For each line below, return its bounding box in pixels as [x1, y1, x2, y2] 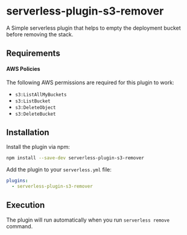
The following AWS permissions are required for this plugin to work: [6, 79, 174, 86]
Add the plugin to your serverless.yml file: [6, 166, 112, 173]
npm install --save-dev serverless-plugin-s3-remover [6, 155, 145, 161]
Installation [6, 127, 49, 137]
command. [6, 222, 33, 230]
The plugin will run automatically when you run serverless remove [6, 216, 170, 223]
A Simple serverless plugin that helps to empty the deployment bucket [6, 24, 181, 31]
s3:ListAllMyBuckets [14, 91, 67, 98]
